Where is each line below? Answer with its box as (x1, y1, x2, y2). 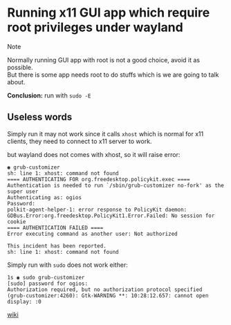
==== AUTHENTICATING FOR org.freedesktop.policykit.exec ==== (7, 176, 190, 183)
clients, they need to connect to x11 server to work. (7, 137, 152, 145)
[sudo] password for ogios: (7, 280, 89, 287)
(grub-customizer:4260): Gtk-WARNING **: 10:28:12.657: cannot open (7, 292, 209, 299)
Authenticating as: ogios (7, 194, 82, 201)
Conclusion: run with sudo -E (7, 91, 91, 100)
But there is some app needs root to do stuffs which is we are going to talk (7, 71, 219, 79)
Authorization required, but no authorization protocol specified (7, 286, 203, 293)
